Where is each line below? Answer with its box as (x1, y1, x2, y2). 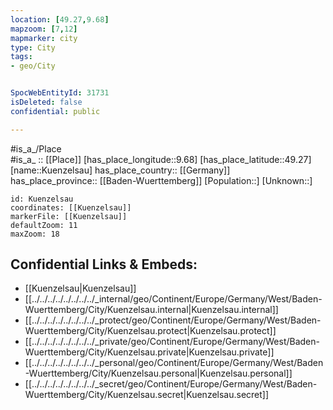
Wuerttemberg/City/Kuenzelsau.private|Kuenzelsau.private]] (24, 346, 275, 358)
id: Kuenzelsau (10, 194, 74, 204)
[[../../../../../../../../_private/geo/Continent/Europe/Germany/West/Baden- (24, 336, 320, 348)
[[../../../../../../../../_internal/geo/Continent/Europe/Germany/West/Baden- (24, 293, 323, 305)
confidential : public (10, 106, 101, 116)
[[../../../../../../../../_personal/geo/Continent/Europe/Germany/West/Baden (24, 357, 324, 369)
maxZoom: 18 (10, 229, 60, 239)
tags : (10, 52, 33, 62)
